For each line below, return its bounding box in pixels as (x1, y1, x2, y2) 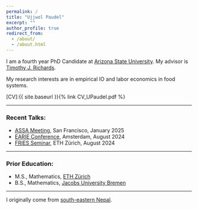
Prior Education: (6, 160, 54, 168)
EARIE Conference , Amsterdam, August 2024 (14, 133, 125, 141)
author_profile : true (6, 25, 60, 31)
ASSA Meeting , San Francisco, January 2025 (14, 127, 125, 134)
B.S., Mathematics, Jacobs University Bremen (14, 179, 126, 187)
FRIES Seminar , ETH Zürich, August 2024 (14, 139, 115, 146)
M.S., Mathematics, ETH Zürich (14, 173, 91, 180)
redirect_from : (6, 31, 44, 37)
